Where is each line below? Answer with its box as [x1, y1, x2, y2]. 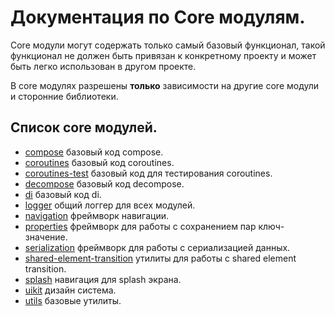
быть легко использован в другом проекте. [10, 60, 197, 72]
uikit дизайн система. [24, 284, 117, 296]
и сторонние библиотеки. [10, 90, 119, 102]
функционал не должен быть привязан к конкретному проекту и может [10, 49, 317, 61]
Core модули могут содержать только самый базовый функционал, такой [10, 39, 326, 51]
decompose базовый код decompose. [24, 177, 185, 190]
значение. [24, 231, 68, 243]
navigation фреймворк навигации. [24, 209, 170, 221]
